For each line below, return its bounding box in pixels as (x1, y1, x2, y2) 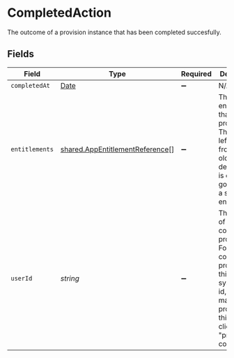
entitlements (10, 145, 54, 153)
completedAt (10, 82, 51, 89)
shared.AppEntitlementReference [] (60, 144, 175, 154)
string (60, 274, 80, 283)
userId (10, 274, 33, 282)
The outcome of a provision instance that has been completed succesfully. (7, 28, 221, 36)
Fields (7, 48, 35, 60)
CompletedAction (7, 5, 111, 21)
